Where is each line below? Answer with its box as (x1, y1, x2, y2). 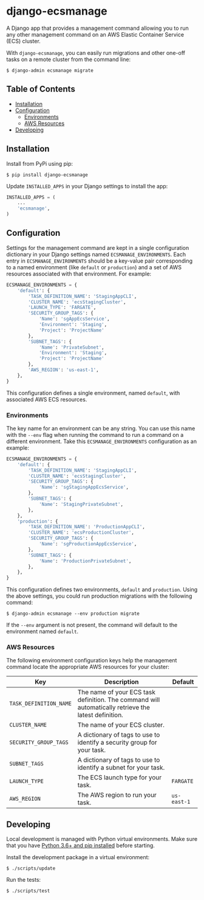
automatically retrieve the (77, 703, 151, 712)
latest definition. (77, 711, 123, 720)
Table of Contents (6, 84, 76, 94)
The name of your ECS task (77, 688, 156, 696)
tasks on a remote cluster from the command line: (6, 55, 131, 63)
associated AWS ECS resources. (6, 395, 87, 403)
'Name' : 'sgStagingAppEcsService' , (38, 484, 129, 491)
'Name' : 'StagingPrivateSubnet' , (38, 501, 123, 507)
